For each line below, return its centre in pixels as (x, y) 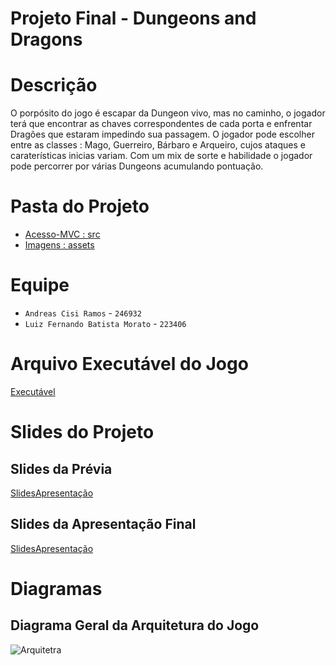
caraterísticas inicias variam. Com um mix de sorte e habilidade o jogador (161, 156)
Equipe (40, 285)
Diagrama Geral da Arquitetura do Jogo (135, 625)
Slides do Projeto (82, 432)
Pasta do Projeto (80, 206)
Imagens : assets (59, 245)
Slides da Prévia (61, 468)
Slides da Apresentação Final (103, 524)
